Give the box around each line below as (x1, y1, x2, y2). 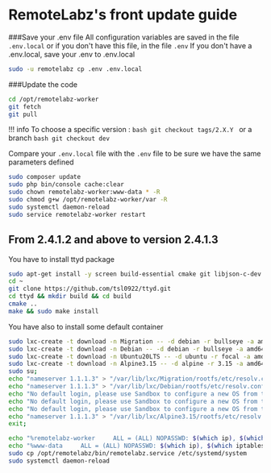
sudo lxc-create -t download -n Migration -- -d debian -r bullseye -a (8, 337, 254, 346)
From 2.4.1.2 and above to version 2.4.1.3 (8, 233, 219, 247)
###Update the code (8, 79, 78, 89)
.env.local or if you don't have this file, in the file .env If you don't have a (8, 40, 252, 50)
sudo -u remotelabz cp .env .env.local (8, 64, 143, 73)
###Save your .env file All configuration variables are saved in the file (8, 32, 240, 42)
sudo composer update (8, 173, 81, 181)
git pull (8, 110, 38, 118)
